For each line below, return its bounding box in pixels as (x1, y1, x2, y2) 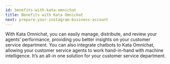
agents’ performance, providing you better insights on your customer (5, 36, 151, 42)
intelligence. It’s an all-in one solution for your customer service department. (5, 53, 166, 59)
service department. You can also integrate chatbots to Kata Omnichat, (5, 42, 155, 48)
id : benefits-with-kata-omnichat (5, 7, 77, 13)
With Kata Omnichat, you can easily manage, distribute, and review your (5, 31, 157, 37)
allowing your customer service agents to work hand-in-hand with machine (5, 47, 163, 54)
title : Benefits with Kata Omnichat (5, 12, 83, 17)
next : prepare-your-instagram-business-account (5, 17, 109, 22)
